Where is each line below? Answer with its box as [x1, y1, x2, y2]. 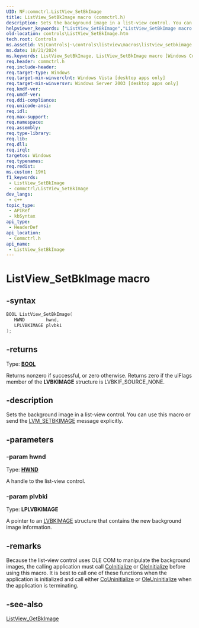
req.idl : [6, 108, 28, 114]
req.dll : [6, 141, 28, 147]
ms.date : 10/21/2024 [6, 48, 57, 54]
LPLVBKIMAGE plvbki [14, 322, 62, 328]
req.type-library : [6, 130, 52, 137]
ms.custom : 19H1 [6, 169, 46, 175]
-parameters [6, 435, 54, 445]
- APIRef [8, 208, 31, 214]
